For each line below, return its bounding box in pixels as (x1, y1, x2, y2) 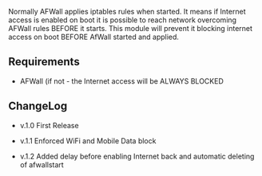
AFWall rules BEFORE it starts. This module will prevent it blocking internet (8, 24, 253, 33)
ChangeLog (8, 100, 68, 113)
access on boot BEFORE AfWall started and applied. (8, 32, 180, 41)
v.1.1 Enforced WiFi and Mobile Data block (19, 135, 157, 146)
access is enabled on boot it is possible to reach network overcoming (8, 15, 237, 25)
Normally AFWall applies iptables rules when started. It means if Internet (8, 7, 246, 16)
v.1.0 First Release (19, 120, 79, 130)
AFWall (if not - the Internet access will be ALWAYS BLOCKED (19, 76, 224, 86)
